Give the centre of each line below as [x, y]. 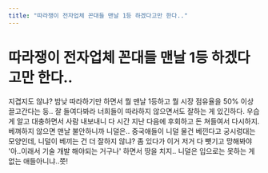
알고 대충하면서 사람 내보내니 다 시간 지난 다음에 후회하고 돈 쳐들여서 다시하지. [138, 121]
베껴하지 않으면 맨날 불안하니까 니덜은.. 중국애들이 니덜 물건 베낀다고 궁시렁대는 [132, 131]
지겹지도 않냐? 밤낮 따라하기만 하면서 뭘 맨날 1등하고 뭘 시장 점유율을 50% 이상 [131, 101]
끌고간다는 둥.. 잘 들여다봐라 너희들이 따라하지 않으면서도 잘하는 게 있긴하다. [127, 111]
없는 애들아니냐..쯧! [38, 161]
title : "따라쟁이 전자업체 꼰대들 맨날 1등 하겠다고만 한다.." [98, 16]
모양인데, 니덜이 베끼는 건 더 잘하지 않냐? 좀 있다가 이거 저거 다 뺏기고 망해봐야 [130, 141]
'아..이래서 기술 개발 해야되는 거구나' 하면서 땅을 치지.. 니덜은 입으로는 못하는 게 [132, 151]
